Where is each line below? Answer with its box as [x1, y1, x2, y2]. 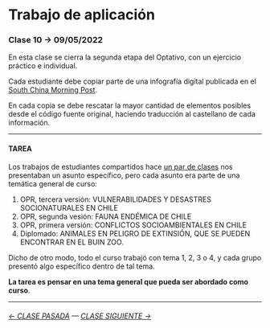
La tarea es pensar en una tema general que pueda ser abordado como [8, 277, 249, 286]
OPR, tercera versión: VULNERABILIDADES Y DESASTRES [19, 195, 211, 204]
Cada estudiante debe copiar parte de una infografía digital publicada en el [8, 76, 257, 86]
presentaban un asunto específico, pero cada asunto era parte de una [8, 170, 240, 180]
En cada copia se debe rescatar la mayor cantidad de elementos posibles [8, 100, 252, 110]
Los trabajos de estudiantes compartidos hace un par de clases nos [8, 162, 233, 171]
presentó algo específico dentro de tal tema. [8, 261, 155, 271]
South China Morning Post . [8, 85, 98, 95]
